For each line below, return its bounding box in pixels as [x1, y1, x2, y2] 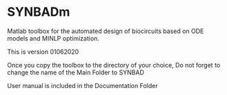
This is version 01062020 [7, 47, 79, 56]
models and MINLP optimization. [7, 34, 100, 42]
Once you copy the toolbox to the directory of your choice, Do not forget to [7, 61, 221, 69]
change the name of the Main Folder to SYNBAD [7, 68, 145, 76]
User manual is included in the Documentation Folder [7, 81, 158, 89]
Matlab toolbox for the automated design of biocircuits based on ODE [7, 27, 204, 35]
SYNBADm [7, 4, 70, 20]
